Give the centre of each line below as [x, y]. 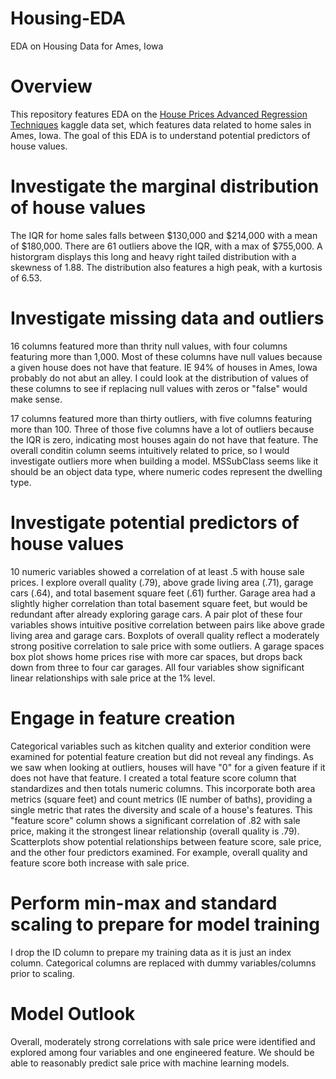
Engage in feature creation [123, 718]
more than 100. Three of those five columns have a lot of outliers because [162, 429]
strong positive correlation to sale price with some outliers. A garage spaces [167, 646]
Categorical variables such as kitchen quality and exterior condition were [161, 746]
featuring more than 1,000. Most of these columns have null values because [166, 356]
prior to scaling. [42, 973]
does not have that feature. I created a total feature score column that [153, 778]
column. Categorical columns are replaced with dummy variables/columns [163, 963]
